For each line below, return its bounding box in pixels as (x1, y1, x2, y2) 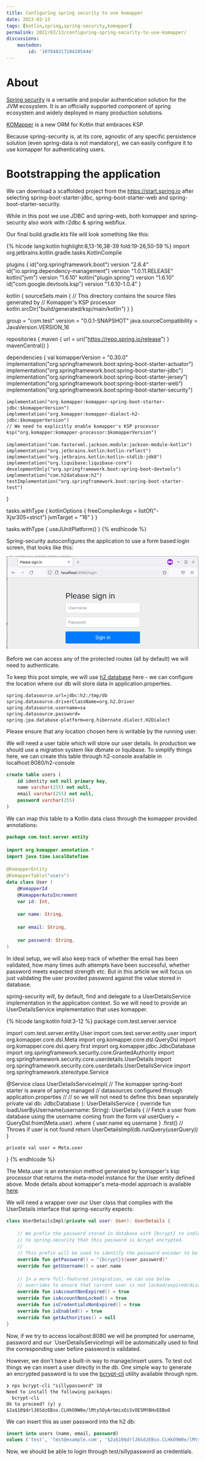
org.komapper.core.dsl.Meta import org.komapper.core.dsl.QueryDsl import (6, 1036, 196, 1043)
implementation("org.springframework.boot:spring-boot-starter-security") (6, 386, 193, 393)
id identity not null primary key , (17, 778, 108, 784)
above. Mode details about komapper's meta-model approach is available (6, 1180, 192, 1188)
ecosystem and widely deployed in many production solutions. (6, 109, 164, 116)
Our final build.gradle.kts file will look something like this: (6, 230, 149, 238)
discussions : (6, 35, 40, 42)
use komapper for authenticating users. (6, 146, 106, 153)
